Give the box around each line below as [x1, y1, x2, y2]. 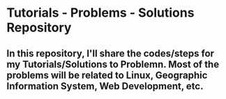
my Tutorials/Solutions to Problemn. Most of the [6, 58, 220, 70]
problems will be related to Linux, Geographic [6, 69, 208, 81]
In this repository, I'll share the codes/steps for [6, 47, 214, 59]
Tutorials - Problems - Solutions [6, 5, 195, 21]
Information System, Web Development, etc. [6, 80, 204, 92]
